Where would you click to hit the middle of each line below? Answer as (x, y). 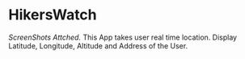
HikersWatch (53, 15)
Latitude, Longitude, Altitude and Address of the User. (98, 45)
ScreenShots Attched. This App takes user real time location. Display (122, 37)
